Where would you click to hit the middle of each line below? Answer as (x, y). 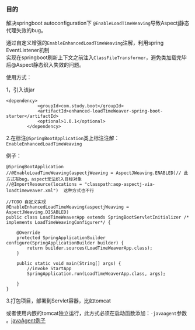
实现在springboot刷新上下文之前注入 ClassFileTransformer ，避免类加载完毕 (96, 57)
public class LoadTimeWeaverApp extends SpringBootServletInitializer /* (98, 217)
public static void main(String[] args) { (69, 264)
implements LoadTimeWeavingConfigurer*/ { (58, 223)
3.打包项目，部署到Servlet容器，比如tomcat (58, 301)
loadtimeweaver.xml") (32, 191)
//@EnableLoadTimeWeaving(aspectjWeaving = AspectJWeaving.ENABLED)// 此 (97, 173)
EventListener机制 (28, 50)
